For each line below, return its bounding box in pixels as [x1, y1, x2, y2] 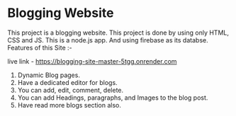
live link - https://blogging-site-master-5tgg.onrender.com [7, 57, 177, 65]
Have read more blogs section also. [17, 100, 122, 109]
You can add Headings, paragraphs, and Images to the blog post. [17, 93, 208, 102]
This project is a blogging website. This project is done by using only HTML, [7, 28, 229, 37]
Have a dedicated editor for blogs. [17, 78, 118, 86]
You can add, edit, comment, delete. [17, 86, 124, 94]
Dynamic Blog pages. [17, 71, 80, 79]
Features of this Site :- [7, 43, 72, 52]
